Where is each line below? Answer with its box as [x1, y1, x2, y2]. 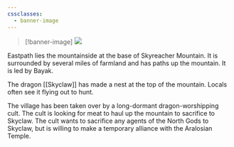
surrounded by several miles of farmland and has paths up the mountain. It [7, 58, 226, 67]
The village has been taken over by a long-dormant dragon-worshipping [7, 101, 219, 110]
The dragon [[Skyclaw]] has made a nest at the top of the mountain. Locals [7, 80, 228, 89]
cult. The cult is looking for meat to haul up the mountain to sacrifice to [7, 109, 216, 117]
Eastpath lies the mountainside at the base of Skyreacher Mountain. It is [7, 51, 218, 60]
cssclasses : [7, 10, 43, 18]
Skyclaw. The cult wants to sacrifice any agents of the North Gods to [7, 116, 209, 125]
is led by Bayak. [7, 66, 54, 75]
